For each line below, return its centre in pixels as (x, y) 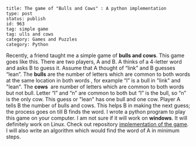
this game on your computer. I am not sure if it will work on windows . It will (97, 118)
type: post (19, 14)
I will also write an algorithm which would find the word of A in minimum (93, 130)
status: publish (26, 19)
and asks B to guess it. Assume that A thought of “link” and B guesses (91, 68)
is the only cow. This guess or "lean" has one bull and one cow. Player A (93, 99)
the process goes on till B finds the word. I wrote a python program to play (96, 112)
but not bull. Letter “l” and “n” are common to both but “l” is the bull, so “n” (96, 93)
